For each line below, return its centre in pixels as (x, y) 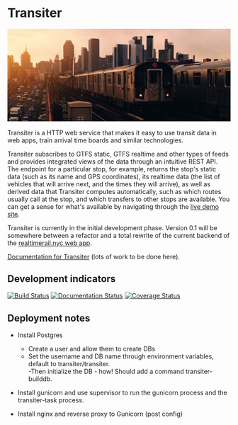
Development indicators (62, 279)
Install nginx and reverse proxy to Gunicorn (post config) (100, 414)
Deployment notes (49, 318)
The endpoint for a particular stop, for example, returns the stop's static (112, 169)
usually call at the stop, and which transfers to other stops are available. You (119, 199)
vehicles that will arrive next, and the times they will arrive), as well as (109, 184)
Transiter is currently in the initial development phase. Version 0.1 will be (112, 227)
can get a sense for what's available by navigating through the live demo (113, 206)
